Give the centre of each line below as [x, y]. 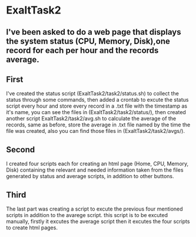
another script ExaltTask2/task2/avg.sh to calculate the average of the [91, 119]
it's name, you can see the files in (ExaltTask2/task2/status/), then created [96, 112]
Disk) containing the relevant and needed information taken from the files [95, 170]
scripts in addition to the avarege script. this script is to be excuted [87, 215]
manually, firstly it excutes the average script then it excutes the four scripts [98, 222]
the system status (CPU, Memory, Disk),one [88, 41]
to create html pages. [32, 228]
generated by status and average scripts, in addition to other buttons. [90, 176]
